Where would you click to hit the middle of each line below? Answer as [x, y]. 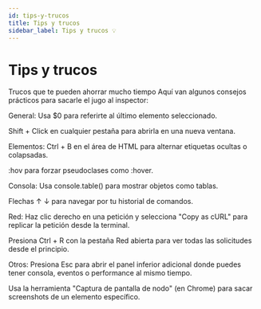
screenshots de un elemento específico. [74, 297]
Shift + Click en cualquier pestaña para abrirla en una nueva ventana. [122, 131]
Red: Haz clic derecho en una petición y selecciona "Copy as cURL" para [128, 217]
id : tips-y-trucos [39, 16]
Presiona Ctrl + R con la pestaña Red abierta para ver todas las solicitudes [130, 241]
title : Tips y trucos [44, 23]
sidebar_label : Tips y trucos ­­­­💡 [62, 30]
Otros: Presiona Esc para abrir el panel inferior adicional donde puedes [125, 264]
